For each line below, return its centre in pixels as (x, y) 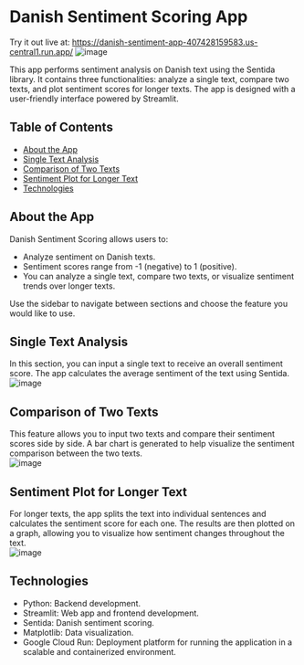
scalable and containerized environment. (99, 651)
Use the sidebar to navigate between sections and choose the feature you (149, 303)
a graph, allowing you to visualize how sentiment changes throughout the (147, 533)
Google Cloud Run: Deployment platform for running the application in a (157, 642)
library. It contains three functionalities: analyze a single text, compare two (149, 79)
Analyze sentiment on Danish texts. (89, 257)
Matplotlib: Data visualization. (78, 632)
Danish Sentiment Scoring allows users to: (89, 238)
